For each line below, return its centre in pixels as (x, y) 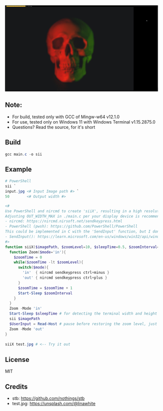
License (17, 360)
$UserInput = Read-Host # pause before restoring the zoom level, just (83, 324)
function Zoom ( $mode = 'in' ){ (38, 252)
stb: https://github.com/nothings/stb (48, 398)
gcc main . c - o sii (24, 154)
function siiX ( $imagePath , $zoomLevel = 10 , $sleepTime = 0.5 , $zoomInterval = (82, 247)
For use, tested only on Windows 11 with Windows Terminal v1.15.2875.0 (84, 122)
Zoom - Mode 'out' (27, 329)
